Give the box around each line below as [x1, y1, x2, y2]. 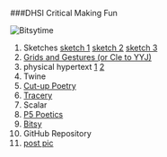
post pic [22, 138, 54, 148]
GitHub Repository [22, 128, 92, 138]
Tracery [22, 90, 53, 100]
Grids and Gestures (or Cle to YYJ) [22, 52, 152, 62]
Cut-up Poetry [22, 81, 77, 91]
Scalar [22, 100, 48, 110]
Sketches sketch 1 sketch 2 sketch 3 [22, 42, 158, 53]
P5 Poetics [22, 109, 64, 119]
